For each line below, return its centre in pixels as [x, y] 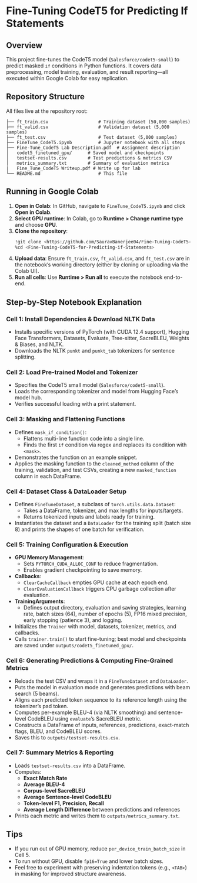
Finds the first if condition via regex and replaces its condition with [105, 445]
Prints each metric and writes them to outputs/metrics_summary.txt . [97, 816]
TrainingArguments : [40, 601]
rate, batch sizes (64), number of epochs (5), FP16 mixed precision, [105, 614]
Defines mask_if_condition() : [51, 432]
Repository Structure [46, 97]
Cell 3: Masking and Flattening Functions [66, 419]
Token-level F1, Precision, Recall [64, 803]
